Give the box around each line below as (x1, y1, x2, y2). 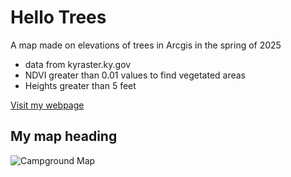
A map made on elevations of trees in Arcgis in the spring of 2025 (10, 39, 282, 51)
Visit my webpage (10, 99, 85, 111)
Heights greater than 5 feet (24, 79, 137, 91)
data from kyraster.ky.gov (24, 58, 132, 70)
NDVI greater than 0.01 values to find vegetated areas (24, 69, 247, 81)
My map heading (10, 128, 118, 145)
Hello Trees (10, 6, 107, 29)
